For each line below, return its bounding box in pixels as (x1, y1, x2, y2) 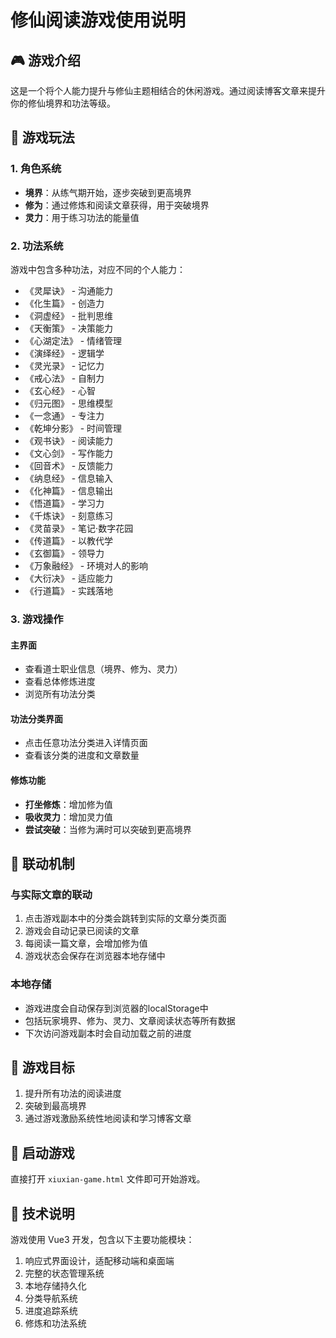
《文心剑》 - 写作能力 (24, 447, 114, 459)
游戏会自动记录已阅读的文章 (24, 925, 140, 937)
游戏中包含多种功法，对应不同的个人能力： (10, 263, 186, 275)
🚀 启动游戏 (10, 1144, 75, 1161)
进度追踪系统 (24, 1304, 78, 1316)
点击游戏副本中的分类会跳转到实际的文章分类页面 (24, 912, 227, 925)
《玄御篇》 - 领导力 (24, 547, 105, 559)
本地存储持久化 (24, 1279, 87, 1291)
